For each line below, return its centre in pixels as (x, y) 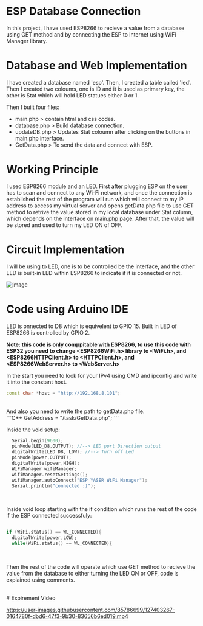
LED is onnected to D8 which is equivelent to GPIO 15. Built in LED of (92, 326)
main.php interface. (39, 138)
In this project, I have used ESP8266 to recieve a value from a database (95, 28)
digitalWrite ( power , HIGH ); (46, 464)
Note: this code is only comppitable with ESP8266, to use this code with (98, 344)
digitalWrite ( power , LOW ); (45, 538)
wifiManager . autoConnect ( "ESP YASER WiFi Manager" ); (80, 480)
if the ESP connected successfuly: (49, 516)
